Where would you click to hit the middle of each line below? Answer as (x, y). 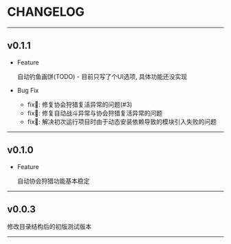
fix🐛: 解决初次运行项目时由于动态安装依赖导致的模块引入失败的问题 (122, 122)
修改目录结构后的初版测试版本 (49, 227)
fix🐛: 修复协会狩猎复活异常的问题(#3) (80, 104)
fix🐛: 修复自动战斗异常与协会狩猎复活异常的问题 (95, 113)
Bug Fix (28, 90)
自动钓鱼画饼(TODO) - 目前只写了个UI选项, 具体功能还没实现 (102, 76)
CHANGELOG (46, 12)
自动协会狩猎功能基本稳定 (53, 181)
